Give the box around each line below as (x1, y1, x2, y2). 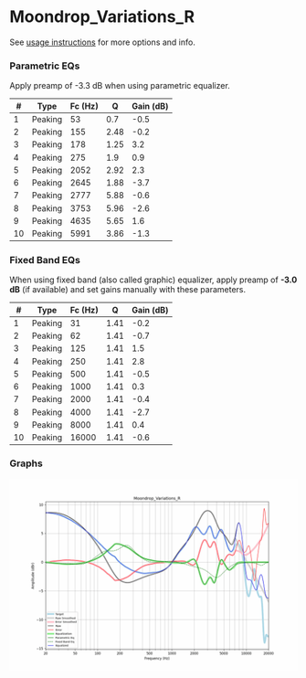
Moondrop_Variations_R (9, 6, 195, 27)
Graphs (9, 457, 43, 470)
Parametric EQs (9, 59, 80, 72)
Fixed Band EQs (9, 253, 80, 266)
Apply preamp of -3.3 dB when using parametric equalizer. (9, 80, 230, 91)
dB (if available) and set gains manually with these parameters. (9, 284, 247, 295)
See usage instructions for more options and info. (9, 37, 196, 48)
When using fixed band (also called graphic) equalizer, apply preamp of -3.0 (9, 274, 298, 285)
